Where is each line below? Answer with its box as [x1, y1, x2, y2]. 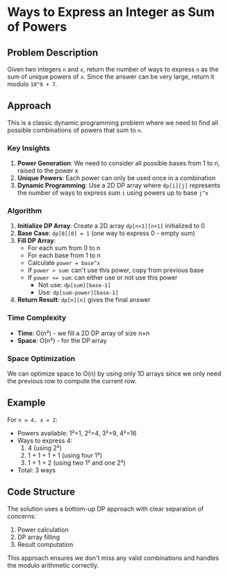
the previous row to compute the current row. [7, 377, 137, 385]
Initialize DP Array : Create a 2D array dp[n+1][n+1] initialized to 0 [17, 222, 205, 230]
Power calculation [17, 525, 69, 534]
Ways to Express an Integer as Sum [7, 4, 215, 20]
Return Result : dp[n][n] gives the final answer [17, 296, 151, 304]
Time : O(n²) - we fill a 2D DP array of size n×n [17, 328, 150, 337]
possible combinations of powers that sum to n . [7, 126, 143, 134]
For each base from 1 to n [27, 251, 101, 259]
